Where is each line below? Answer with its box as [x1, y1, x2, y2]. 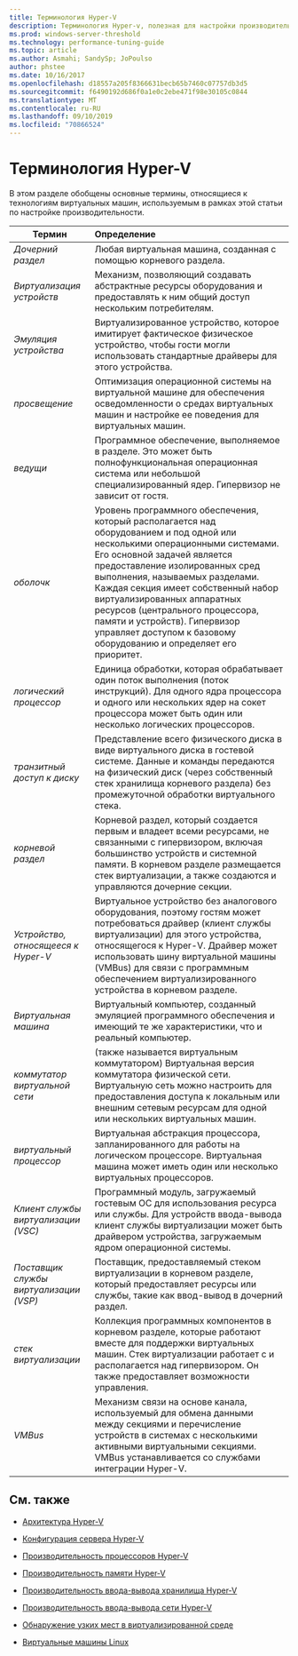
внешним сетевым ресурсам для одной [94, 1101, 268, 1113]
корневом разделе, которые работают [94, 1326, 262, 1338]
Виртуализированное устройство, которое [94, 316, 279, 329]
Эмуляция [13, 332, 58, 345]
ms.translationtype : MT [9, 95, 98, 105]
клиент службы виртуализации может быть [94, 1219, 283, 1231]
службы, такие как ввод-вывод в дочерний [94, 1289, 284, 1302]
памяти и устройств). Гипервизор [94, 615, 240, 627]
